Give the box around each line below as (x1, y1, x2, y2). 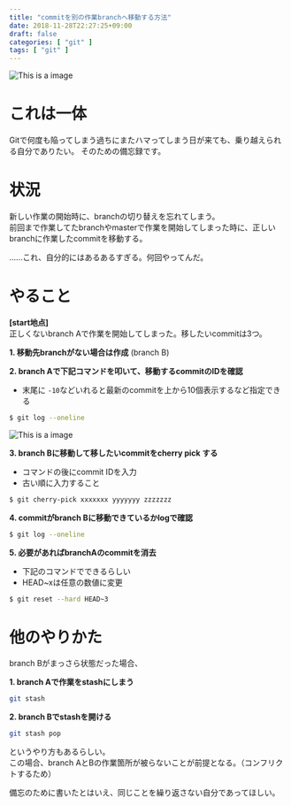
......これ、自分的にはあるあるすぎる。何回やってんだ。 (9, 252, 209, 262)
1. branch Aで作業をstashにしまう (9, 677, 134, 687)
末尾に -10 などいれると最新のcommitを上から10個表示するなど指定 (21, 384, 265, 395)
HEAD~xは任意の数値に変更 (21, 577, 123, 587)
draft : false (9, 29, 57, 38)
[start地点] (9, 317, 49, 327)
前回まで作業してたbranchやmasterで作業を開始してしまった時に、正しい (9, 222, 276, 233)
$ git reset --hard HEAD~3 (9, 595, 109, 603)
